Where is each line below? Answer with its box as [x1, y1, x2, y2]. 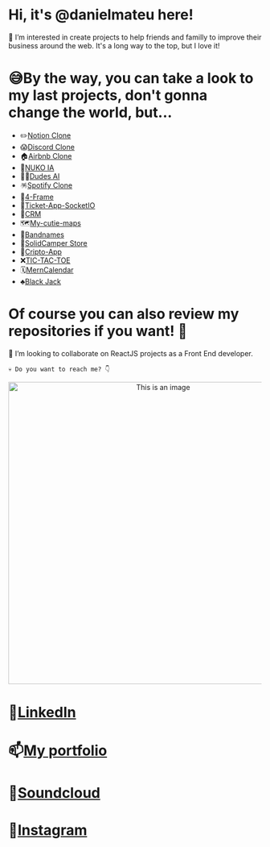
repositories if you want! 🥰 [8, 322, 187, 340]
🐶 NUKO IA [19, 163, 55, 172]
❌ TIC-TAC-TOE [19, 255, 71, 265]
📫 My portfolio [8, 741, 108, 760]
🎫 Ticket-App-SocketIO [19, 200, 96, 210]
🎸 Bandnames [19, 230, 64, 239]
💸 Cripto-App [19, 247, 63, 256]
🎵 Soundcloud [8, 784, 100, 803]
